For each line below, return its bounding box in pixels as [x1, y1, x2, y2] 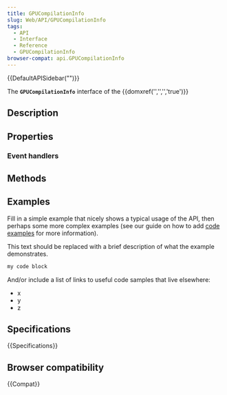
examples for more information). [7, 229, 98, 237]
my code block [7, 263, 48, 270]
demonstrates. [7, 250, 48, 258]
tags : [7, 23, 23, 30]
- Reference [13, 42, 48, 49]
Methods [7, 172, 47, 184]
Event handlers [7, 151, 59, 161]
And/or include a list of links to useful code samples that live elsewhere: [7, 275, 211, 283]
